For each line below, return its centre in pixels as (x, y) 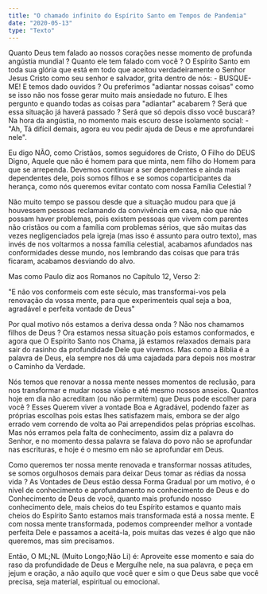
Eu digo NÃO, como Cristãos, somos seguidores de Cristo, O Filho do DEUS (132, 153)
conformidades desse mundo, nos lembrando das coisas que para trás (124, 253)
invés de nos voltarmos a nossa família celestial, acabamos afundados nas (130, 244)
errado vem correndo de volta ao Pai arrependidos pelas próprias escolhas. (132, 424)
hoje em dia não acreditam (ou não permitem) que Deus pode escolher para (132, 399)
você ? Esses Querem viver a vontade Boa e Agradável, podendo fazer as (129, 407)
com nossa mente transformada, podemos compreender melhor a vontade (130, 524)
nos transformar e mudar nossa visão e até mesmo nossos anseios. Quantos (133, 390)
